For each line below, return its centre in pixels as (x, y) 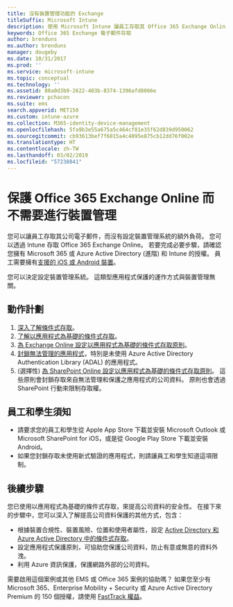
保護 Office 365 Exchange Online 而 (111, 198)
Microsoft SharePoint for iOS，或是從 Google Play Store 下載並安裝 (113, 439)
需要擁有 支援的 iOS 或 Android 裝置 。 (66, 262)
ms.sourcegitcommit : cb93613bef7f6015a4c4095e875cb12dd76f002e (101, 136)
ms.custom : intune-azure (43, 116)
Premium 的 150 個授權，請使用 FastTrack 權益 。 (77, 597)
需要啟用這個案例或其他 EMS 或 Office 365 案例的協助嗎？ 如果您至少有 (109, 579)
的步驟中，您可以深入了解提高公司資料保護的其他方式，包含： (95, 515)
